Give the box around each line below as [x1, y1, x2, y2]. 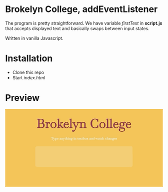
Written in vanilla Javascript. [5, 35, 63, 41]
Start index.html [12, 74, 45, 81]
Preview [5, 92, 40, 104]
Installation [5, 53, 53, 64]
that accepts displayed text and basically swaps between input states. [5, 25, 150, 31]
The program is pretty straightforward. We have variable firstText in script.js [5, 20, 162, 26]
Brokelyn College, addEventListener [5, 4, 158, 15]
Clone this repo [12, 69, 44, 75]
